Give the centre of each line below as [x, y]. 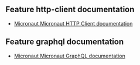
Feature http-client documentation [70, 10]
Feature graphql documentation [65, 42]
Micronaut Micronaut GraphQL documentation [69, 56]
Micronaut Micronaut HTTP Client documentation [73, 23]
